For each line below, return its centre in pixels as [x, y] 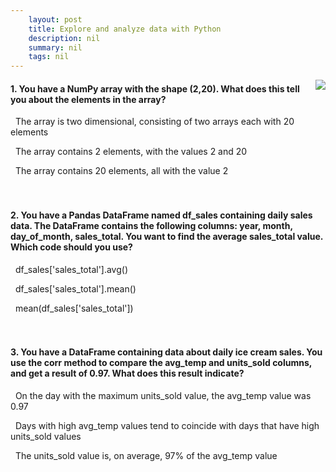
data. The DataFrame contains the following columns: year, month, [151, 225]
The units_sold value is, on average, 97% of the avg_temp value [146, 455]
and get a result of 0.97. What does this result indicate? [127, 373]
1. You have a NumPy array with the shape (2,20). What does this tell [155, 88]
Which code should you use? [71, 247]
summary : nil [55, 47]
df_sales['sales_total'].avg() [71, 269]
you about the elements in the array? [88, 99]
